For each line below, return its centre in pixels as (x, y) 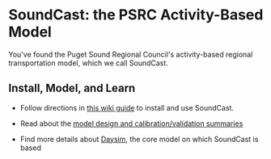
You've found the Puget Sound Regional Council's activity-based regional (131, 54)
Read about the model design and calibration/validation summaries (131, 123)
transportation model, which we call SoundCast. (88, 63)
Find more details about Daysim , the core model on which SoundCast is (139, 139)
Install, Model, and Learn (72, 88)
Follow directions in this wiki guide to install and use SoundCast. (127, 107)
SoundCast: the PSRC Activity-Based (136, 15)
